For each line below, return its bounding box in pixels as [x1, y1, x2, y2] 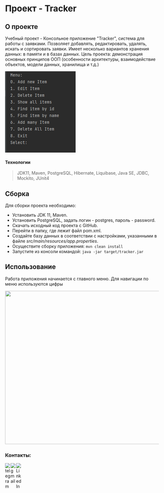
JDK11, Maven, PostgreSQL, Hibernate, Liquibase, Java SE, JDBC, [17, 170, 149, 176]
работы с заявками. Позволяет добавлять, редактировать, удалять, [5, 41, 147, 47]
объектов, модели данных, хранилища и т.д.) [5, 62, 99, 67]
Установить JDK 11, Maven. [12, 212, 68, 218]
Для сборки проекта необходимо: [5, 203, 77, 208]
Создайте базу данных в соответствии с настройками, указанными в [12, 233, 157, 239]
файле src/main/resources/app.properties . [12, 238, 99, 244]
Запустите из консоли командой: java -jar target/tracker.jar [12, 249, 144, 255]
